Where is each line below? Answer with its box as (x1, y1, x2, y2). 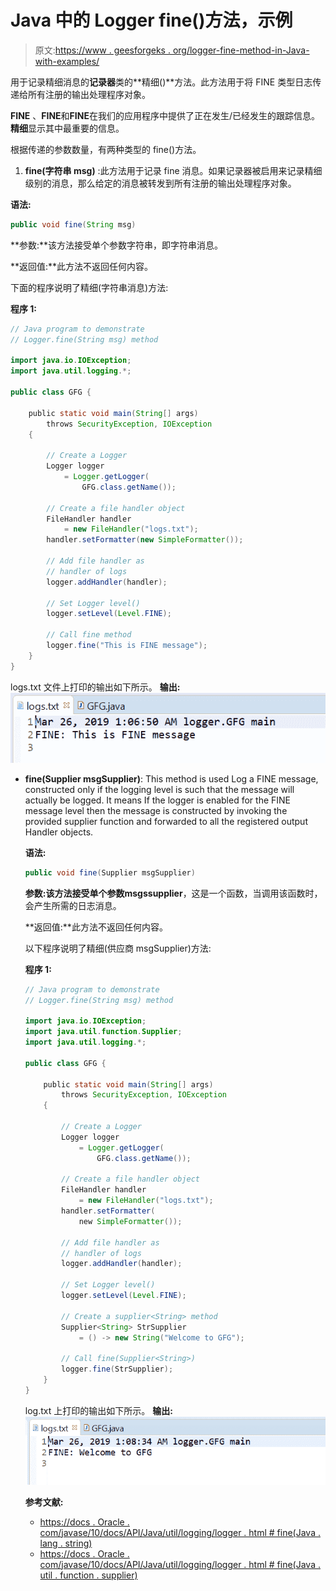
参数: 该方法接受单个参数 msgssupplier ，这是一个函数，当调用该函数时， (24, 887, 323, 899)
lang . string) (39, 1537, 93, 1549)
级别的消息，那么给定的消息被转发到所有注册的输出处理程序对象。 (24, 177, 297, 189)
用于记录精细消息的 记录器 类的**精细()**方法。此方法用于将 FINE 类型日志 (10, 76, 313, 88)
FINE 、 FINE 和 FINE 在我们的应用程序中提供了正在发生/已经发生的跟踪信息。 (10, 109, 320, 121)
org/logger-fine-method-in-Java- (172, 44, 310, 56)
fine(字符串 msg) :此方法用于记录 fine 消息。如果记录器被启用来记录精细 (24, 164, 323, 176)
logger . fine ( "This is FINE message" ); (46, 641, 208, 651)
